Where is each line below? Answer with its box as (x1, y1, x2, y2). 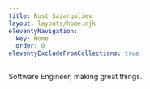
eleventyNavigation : (8, 27, 79, 35)
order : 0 (15, 42, 45, 50)
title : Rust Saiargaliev (8, 11, 92, 20)
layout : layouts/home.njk (8, 19, 96, 28)
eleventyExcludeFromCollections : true (8, 49, 139, 57)
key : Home (15, 34, 49, 43)
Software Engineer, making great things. (8, 72, 143, 81)
